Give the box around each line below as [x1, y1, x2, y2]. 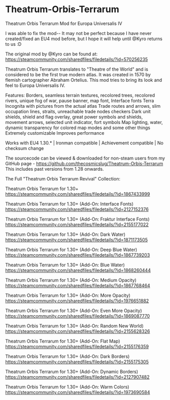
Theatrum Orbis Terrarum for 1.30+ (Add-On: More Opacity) [5, 292, 131, 298]
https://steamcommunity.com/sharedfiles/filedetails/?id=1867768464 [5, 282, 151, 288]
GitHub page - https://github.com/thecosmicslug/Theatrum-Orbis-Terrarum [5, 160, 163, 166]
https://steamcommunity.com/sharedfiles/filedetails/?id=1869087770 [5, 313, 150, 319]
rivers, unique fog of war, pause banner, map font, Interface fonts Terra [5, 98, 154, 104]
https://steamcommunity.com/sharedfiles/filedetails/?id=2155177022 [5, 221, 149, 227]
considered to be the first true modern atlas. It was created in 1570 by [5, 71, 151, 77]
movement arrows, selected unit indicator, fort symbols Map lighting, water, [5, 119, 163, 125]
